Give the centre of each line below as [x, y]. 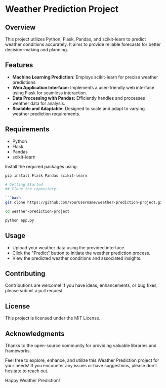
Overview [21, 27]
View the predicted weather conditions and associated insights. [77, 258]
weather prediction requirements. [46, 114]
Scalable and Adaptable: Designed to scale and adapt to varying [78, 108]
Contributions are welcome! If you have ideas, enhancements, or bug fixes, [82, 285]
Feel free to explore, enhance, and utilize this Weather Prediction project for [82, 360]
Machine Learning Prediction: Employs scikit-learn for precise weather [85, 77]
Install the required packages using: [41, 166]
